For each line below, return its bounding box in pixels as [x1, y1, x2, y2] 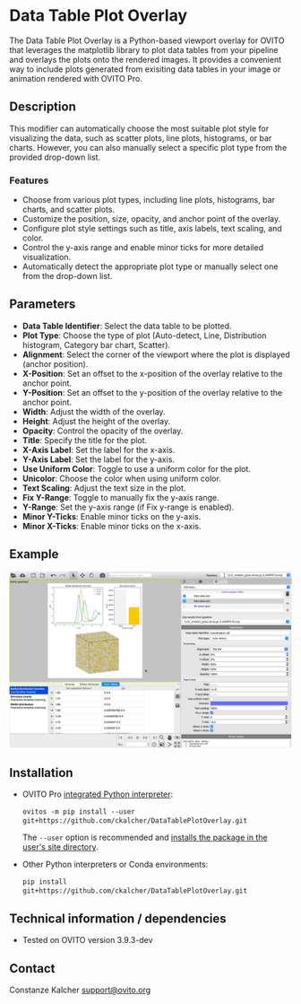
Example [9, 546, 59, 562]
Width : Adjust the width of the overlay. [21, 406, 166, 417]
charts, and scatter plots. [21, 204, 115, 215]
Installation [9, 765, 73, 781]
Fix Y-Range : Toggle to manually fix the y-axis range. [21, 492, 219, 502]
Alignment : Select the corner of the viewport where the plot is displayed [21, 349, 290, 360]
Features [9, 174, 49, 187]
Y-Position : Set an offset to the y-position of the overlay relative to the [21, 387, 283, 397]
